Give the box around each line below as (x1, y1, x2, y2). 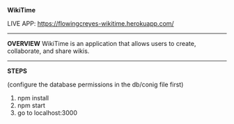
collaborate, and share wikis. (7, 47, 90, 55)
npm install (17, 94, 49, 102)
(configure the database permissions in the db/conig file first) (7, 80, 184, 88)
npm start (17, 101, 45, 109)
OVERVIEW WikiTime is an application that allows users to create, (7, 40, 196, 47)
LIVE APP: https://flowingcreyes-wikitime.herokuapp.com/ (7, 20, 174, 27)
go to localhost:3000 (17, 109, 78, 117)
